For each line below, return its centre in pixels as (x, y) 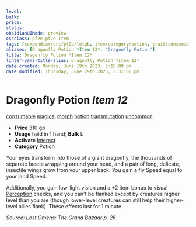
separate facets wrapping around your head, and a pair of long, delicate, (93, 164)
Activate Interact (35, 140)
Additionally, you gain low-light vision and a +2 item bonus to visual (87, 188)
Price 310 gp (30, 128)
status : (15, 28)
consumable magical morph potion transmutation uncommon (79, 116)
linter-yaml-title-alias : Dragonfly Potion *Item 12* (73, 60)
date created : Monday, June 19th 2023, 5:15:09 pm (69, 66)
